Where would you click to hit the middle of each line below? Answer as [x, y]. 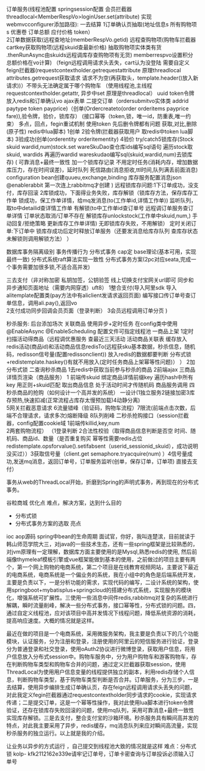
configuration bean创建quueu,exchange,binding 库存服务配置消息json [94, 177]
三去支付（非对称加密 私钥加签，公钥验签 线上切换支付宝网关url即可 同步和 [100, 280]
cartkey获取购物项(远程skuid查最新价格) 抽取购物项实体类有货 [84, 47]
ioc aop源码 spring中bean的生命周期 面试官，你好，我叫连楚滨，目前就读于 [101, 536]
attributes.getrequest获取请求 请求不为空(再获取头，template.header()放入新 [103, 78]
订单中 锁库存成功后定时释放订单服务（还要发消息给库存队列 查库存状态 [108, 231]
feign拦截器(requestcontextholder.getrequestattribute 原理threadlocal [94, 70]
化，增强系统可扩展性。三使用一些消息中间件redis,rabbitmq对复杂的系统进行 [102, 598]
